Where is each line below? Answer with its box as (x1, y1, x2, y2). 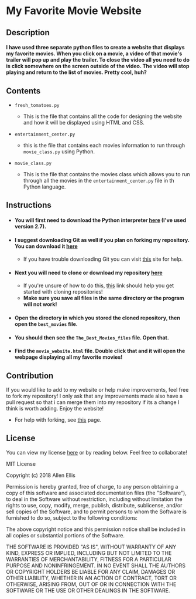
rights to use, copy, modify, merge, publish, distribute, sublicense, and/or (6, 502, 183, 509)
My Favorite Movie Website (6, 4, 142, 18)
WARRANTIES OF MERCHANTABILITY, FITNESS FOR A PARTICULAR (6, 556, 171, 563)
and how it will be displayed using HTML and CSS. (23, 119, 145, 126)
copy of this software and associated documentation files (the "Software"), (6, 489, 187, 496)
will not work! (23, 301, 57, 308)
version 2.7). (14, 223, 47, 230)
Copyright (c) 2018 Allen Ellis (6, 472, 76, 479)
